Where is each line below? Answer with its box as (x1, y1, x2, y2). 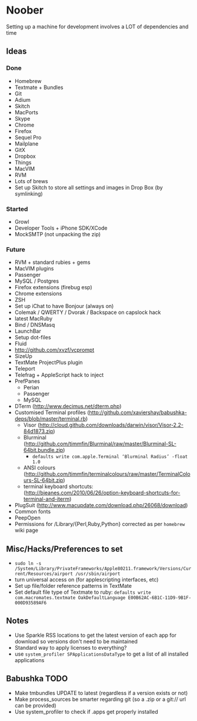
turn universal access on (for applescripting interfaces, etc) (14, 576, 159, 583)
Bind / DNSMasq (14, 322, 55, 329)
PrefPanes (14, 378, 40, 385)
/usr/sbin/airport (75, 571, 121, 577)
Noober (6, 4, 44, 17)
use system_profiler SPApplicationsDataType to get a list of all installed (14, 650, 189, 657)
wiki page (14, 527, 38, 534)
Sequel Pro (14, 134, 42, 141)
